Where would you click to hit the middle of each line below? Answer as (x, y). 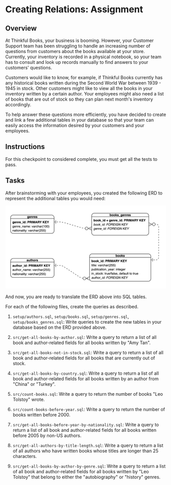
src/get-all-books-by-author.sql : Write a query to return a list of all (84, 337)
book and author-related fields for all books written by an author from (86, 378)
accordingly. (18, 105)
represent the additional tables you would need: (55, 198)
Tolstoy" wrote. (29, 399)
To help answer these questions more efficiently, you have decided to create (86, 114)
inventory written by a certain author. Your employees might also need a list (85, 94)
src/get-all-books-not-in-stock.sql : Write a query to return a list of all (88, 352)
